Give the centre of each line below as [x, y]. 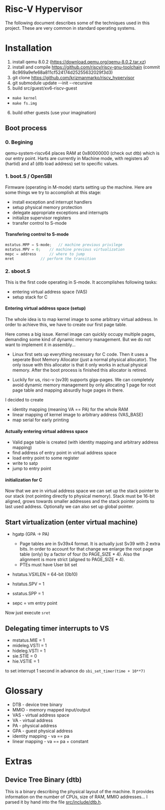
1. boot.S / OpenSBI [29, 176]
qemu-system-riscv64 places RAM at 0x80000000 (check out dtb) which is [82, 153]
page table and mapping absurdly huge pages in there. [68, 390]
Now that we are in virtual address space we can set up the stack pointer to [82, 491]
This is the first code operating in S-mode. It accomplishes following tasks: [81, 282]
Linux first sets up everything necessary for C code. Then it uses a [80, 354]
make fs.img [24, 103]
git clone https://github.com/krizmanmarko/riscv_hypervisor [73, 77]
